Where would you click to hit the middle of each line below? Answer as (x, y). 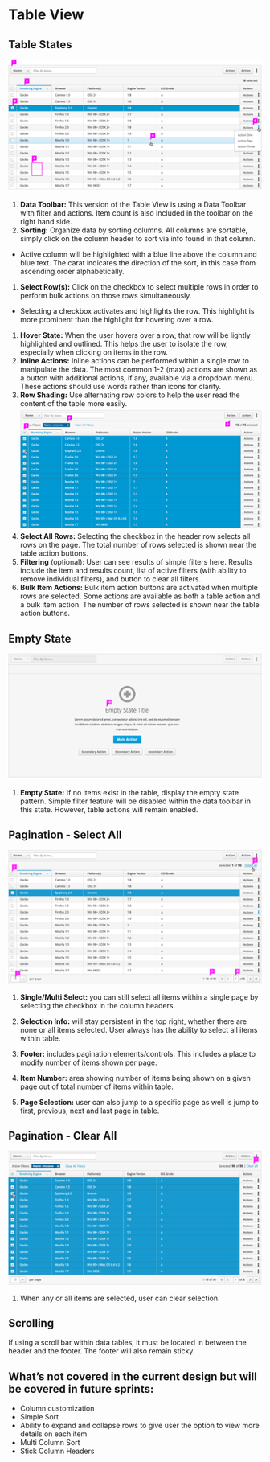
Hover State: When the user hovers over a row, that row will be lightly (135, 335)
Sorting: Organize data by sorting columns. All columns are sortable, (134, 230)
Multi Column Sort (50, 1443)
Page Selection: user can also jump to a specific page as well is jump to (139, 1102)
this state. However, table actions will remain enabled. (109, 809)
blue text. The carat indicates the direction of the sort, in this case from (138, 262)
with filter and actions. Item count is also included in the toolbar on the (136, 213)
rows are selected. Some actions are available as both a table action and (140, 596)
